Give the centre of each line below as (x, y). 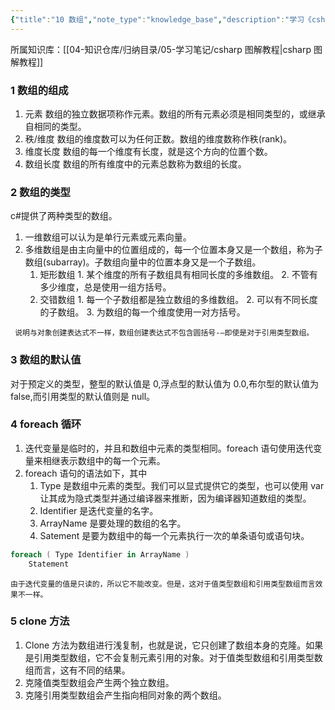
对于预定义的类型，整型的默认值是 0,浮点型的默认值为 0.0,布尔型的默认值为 (165, 383)
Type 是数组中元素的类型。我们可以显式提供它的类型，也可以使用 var (182, 485)
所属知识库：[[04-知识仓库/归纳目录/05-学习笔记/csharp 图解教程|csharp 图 (166, 49)
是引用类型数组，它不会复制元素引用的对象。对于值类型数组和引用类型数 (173, 657)
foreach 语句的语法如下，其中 (86, 473)
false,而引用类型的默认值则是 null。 (83, 396)
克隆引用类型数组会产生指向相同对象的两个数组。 (125, 695)
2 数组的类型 (40, 192)
